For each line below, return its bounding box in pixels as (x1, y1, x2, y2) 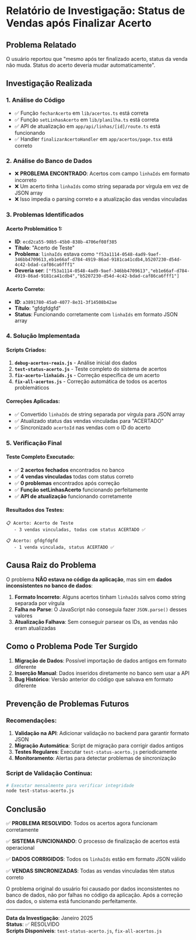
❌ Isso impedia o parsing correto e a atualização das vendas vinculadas (14, 195, 188, 203)
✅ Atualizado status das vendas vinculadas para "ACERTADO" (14, 417, 164, 424)
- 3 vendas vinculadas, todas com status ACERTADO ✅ (13, 527, 146, 532)
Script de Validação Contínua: (6, 769, 93, 777)
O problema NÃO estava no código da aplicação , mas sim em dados (6, 576, 172, 583)
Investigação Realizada (6, 78, 93, 88)
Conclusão (6, 804, 47, 814)
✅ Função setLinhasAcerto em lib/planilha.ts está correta (14, 116, 159, 123)
